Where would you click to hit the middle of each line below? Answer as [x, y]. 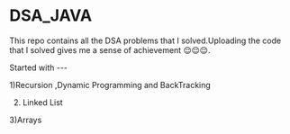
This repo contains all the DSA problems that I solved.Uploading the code [145, 40]
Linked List [42, 102]
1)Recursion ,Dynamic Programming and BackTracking [110, 85]
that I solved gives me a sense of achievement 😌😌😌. [110, 49]
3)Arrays [26, 120]
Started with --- [39, 67]
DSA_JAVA [51, 16]
